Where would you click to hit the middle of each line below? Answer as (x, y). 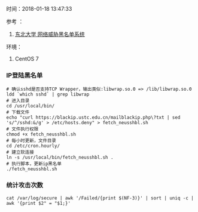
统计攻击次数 (25, 185)
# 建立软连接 (20, 152)
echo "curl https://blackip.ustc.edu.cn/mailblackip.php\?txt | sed (93, 118)
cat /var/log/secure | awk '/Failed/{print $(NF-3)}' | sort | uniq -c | (100, 198)
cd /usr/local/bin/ (31, 106)
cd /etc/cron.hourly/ (33, 146)
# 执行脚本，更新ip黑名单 (34, 164)
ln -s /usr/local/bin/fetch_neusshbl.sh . (60, 158)
